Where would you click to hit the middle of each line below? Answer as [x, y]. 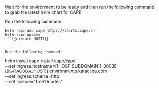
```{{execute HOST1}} [27, 39]
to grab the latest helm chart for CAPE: [44, 12]
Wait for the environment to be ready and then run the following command [80, 7]
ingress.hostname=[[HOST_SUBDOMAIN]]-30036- [68, 66]
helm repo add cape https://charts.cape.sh [50, 31]
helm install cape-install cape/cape [40, 61]
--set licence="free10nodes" [34, 81]
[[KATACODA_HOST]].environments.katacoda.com [56, 71]
